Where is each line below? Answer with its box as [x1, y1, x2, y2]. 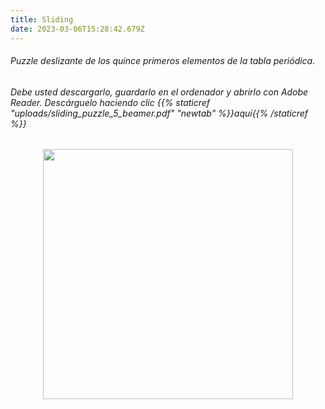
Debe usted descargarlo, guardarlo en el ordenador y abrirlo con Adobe [10, 86, 309, 98]
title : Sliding [10, 14, 74, 25]
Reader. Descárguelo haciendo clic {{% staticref [10, 96, 211, 108]
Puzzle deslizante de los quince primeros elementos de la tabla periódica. [10, 55, 316, 67]
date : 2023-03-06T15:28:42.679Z [10, 24, 145, 34]
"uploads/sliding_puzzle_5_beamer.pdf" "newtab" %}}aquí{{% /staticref [10, 107, 309, 119]
